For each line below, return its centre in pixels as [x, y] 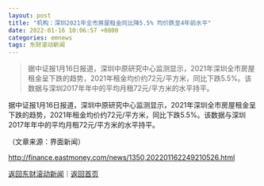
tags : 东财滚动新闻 [37, 45]
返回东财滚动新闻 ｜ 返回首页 [54, 174]
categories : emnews [40, 38]
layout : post [30, 15]
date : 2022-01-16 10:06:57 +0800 [63, 30]
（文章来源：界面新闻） [46, 142]
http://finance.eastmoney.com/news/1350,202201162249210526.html [122, 158]
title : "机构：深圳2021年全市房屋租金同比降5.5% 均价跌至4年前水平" [110, 23]
